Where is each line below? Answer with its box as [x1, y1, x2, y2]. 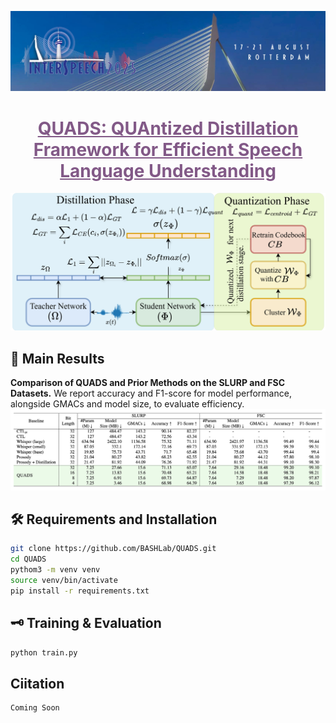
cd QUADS [10, 554, 47, 565]
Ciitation [10, 675, 65, 692]
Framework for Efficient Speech [33, 138, 303, 161]
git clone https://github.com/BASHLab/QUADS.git [10, 544, 217, 554]
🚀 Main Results [10, 350, 105, 367]
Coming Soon [10, 703, 60, 713]
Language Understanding [59, 159, 277, 182]
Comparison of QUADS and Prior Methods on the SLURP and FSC [10, 377, 286, 389]
